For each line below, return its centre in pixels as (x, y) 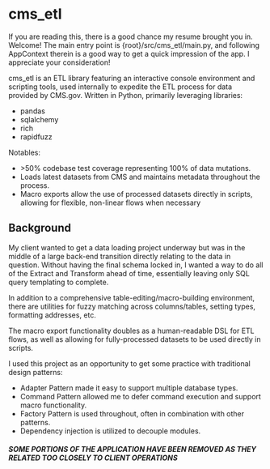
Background (40, 228)
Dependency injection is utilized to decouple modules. (110, 431)
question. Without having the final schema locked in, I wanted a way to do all (136, 265)
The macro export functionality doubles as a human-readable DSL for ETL (131, 330)
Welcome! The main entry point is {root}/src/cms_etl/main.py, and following (134, 45)
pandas (33, 111)
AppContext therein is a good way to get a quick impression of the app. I (129, 53)
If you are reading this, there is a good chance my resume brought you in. (131, 36)
